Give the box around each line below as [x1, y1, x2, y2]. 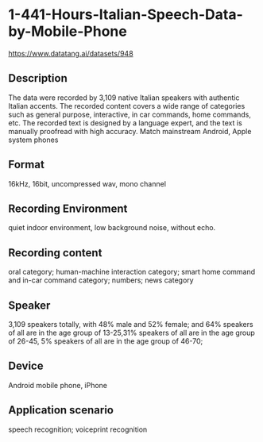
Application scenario [8, 403, 114, 417]
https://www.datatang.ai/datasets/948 [8, 48, 133, 58]
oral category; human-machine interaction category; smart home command [8, 267, 256, 277]
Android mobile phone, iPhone [8, 380, 108, 390]
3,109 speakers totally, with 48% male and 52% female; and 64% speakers [8, 320, 253, 329]
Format [8, 158, 45, 171]
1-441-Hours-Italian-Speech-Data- [8, 6, 244, 24]
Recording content [8, 246, 102, 259]
